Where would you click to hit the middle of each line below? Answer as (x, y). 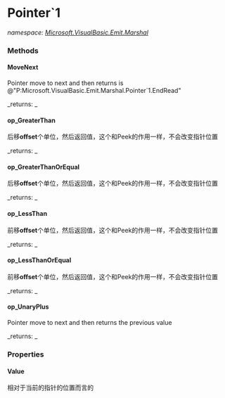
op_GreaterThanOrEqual (43, 167)
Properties (26, 354)
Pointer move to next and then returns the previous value (90, 323)
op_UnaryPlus (28, 307)
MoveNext (23, 68)
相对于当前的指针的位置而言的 (50, 387)
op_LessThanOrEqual (39, 260)
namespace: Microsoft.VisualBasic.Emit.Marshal (78, 32)
